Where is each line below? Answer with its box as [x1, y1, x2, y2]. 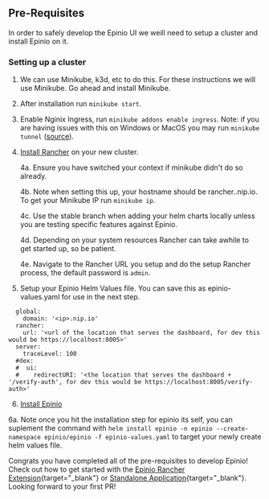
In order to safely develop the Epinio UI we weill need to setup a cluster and [8, 27, 259, 37]
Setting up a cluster [8, 56, 87, 68]
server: [15, 343, 42, 351]
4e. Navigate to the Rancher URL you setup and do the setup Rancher [19, 259, 251, 269]
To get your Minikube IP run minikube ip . [19, 196, 156, 205]
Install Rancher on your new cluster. [19, 147, 139, 157]
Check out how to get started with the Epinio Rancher [8, 464, 185, 474]
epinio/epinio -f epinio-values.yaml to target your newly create [43, 432, 262, 442]
